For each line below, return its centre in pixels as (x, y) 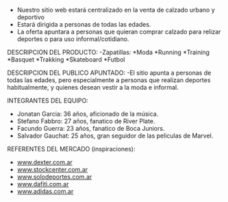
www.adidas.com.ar (45, 191)
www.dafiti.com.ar (43, 184)
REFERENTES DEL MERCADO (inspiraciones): (71, 149)
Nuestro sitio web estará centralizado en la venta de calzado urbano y (116, 10)
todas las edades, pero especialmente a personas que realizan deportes (109, 80)
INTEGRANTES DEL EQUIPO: (48, 101)
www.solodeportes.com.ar (54, 177)
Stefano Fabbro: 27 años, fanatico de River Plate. (86, 121)
